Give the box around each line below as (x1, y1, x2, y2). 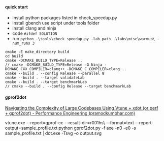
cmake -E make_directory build (5, 50, 69, 55)
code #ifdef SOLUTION (12, 30, 58, 36)
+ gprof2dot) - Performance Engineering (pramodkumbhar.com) (5, 111, 135, 116)
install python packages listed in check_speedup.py (12, 15, 117, 21)
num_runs (12, 41, 31, 46)
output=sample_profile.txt (5, 125, 58, 131)
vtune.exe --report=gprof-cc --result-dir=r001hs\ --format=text (5, 120, 134, 126)
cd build (5, 54, 23, 59)
